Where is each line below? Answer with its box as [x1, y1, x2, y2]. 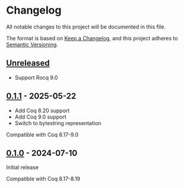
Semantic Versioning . [6, 41, 58, 48]
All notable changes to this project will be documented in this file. [6, 23, 166, 30]
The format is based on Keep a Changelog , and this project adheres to [6, 34, 178, 42]
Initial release [6, 164, 39, 171]
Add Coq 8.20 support [14, 107, 70, 114]
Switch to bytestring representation [14, 119, 101, 126]
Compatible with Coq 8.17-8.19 [6, 176, 81, 183]
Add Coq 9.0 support [14, 113, 66, 120]
